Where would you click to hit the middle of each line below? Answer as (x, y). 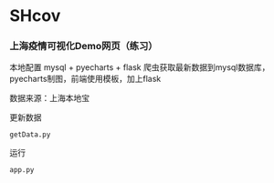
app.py (22, 170)
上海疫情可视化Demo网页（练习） (84, 46)
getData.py (30, 135)
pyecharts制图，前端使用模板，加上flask (85, 79)
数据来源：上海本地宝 (49, 98)
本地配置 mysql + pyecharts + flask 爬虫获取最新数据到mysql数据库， (140, 67)
